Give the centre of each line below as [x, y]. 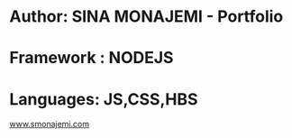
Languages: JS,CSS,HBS [104, 99]
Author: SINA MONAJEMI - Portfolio [146, 17]
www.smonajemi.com [50, 124]
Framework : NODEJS [91, 58]
